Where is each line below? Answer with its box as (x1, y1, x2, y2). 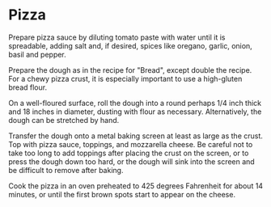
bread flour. (8, 82, 47, 92)
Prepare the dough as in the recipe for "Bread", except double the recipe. (8, 65, 252, 74)
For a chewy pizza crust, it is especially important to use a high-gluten (8, 74, 243, 83)
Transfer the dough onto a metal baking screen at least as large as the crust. (8, 131, 263, 141)
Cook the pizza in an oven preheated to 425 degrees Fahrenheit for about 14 (8, 180, 264, 191)
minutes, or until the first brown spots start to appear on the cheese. (8, 189, 236, 199)
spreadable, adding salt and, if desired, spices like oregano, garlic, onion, (8, 40, 252, 50)
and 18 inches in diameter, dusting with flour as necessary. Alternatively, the (8, 107, 262, 116)
